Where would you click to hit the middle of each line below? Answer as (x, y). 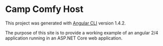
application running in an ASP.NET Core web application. (64, 38)
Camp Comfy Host (44, 9)
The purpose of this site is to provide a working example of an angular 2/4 (82, 32)
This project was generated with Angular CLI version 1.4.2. (66, 23)
